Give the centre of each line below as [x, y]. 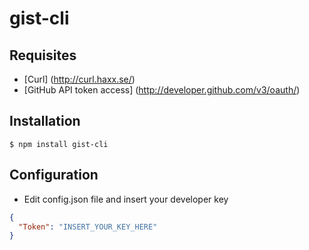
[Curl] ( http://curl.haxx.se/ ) [79, 79]
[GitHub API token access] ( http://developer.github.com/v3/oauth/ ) [162, 90]
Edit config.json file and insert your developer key [126, 199]
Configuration [54, 175]
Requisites [43, 55]
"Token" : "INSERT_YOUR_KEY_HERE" [88, 227]
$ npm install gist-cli [59, 144]
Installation [45, 121]
